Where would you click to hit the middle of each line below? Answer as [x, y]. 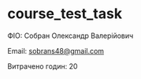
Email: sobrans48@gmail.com [56, 51]
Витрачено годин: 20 [43, 66]
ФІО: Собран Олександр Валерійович [70, 36]
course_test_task [65, 14]
